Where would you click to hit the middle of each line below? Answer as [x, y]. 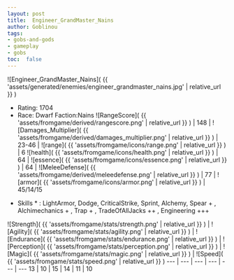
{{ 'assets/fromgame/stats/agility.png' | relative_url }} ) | [114, 231]
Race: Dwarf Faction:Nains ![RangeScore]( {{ [82, 115]
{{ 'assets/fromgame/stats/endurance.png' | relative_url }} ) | [134, 239]
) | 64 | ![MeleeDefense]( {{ [57, 167]
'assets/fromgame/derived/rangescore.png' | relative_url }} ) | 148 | [114, 122]
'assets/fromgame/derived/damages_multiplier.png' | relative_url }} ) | [118, 137]
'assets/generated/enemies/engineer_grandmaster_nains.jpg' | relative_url [114, 86]
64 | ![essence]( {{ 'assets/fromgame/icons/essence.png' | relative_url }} [122, 160]
